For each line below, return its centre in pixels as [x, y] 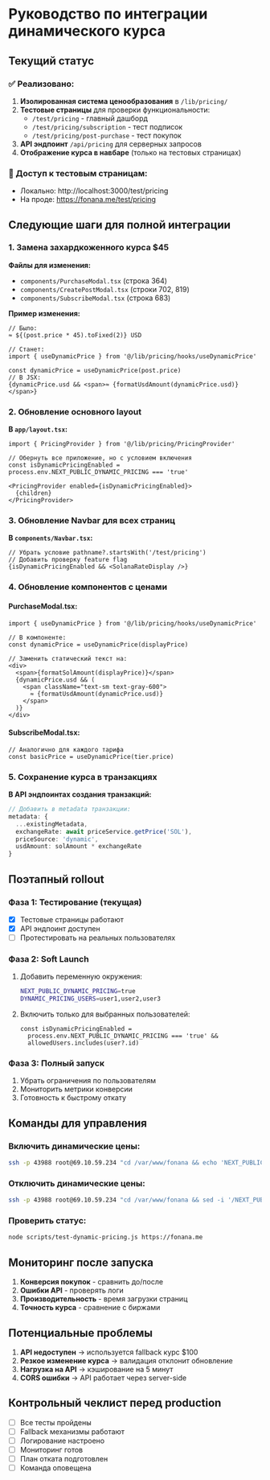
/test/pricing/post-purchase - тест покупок [107, 135]
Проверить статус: [47, 1221]
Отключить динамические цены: [77, 1183]
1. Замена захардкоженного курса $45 [89, 248]
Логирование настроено [62, 1441]
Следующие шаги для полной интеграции [120, 225]
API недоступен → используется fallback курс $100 [109, 1352]
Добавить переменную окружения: [81, 977]
